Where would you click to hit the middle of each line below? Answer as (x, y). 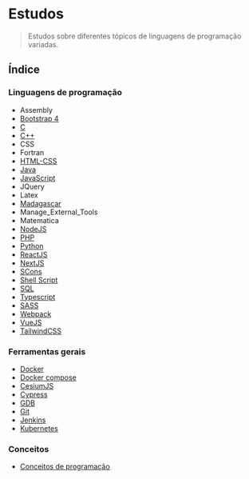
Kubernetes (39, 428)
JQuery (32, 186)
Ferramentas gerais (47, 351)
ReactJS (34, 254)
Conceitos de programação (65, 467)
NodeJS (33, 229)
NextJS (32, 263)
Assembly (36, 110)
